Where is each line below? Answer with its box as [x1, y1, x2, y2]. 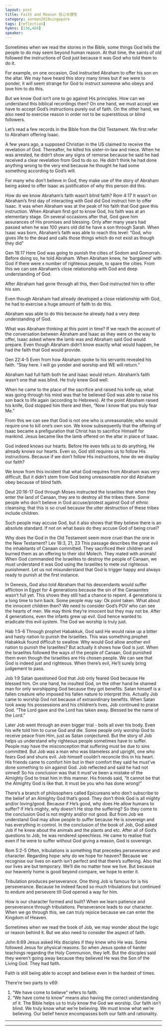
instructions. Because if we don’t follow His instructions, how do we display [5, 454, 160, 459]
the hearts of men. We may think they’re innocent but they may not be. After [5, 608, 161, 614]
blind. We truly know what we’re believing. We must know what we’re [12, 1006, 154, 1011]
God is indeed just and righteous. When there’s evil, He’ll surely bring [5, 660, 147, 666]
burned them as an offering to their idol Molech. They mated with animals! [5, 551, 157, 557]
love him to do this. [5, 86, 44, 91]
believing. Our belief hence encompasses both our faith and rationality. [12, 1011, 158, 1017]
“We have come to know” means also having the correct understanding [12, 995, 159, 1001]
